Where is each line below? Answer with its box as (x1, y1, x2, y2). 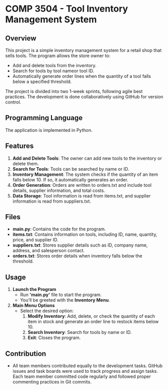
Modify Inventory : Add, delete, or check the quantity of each (27, 313, 155, 319)
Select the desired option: (20, 308, 74, 314)
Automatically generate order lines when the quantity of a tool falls (12, 73, 151, 79)
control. (5, 99, 22, 105)
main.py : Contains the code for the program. (12, 226, 106, 232)
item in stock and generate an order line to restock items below (27, 319, 159, 325)
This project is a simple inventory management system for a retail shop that (5, 47, 162, 53)
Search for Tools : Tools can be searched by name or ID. (12, 166, 130, 172)
